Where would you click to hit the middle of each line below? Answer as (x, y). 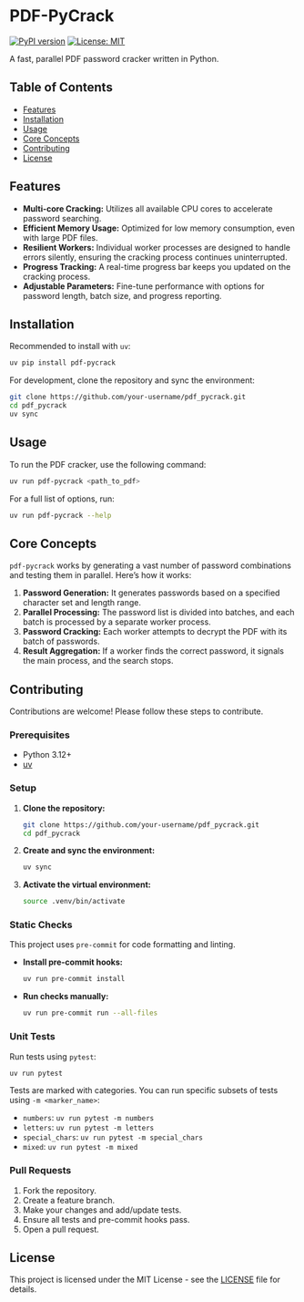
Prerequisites (40, 735)
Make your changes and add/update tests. (102, 1210)
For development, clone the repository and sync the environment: (132, 380)
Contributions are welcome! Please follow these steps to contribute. (137, 711)
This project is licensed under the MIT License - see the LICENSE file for (145, 1280)
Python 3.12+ (47, 755)
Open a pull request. (61, 1229)
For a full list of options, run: (62, 499)
